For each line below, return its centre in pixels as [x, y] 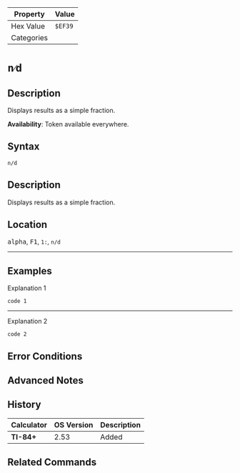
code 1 [17, 302]
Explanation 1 [27, 288]
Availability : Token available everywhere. [68, 124]
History [24, 405]
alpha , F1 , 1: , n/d [34, 242]
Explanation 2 [27, 322]
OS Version [74, 424]
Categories [30, 38]
